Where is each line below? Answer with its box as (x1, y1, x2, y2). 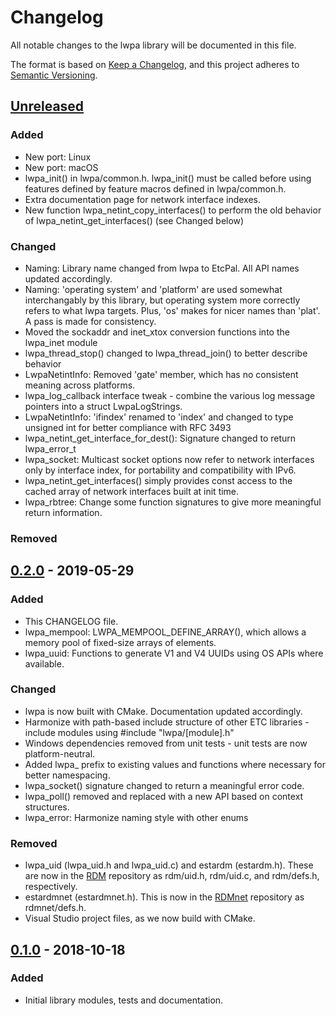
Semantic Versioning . (10, 69, 98, 81)
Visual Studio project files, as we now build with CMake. (24, 912, 256, 925)
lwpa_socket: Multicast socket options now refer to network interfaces (24, 453, 315, 465)
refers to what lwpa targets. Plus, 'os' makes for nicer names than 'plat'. (24, 304, 321, 316)
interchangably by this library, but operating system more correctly (24, 294, 301, 306)
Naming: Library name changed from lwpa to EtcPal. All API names (24, 262, 300, 274)
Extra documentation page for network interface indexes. (24, 193, 262, 205)
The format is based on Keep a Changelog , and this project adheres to (10, 58, 300, 70)
